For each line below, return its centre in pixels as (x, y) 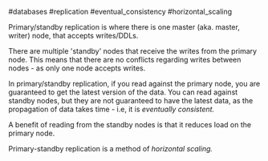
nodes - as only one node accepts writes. (77, 68)
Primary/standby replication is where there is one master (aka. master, (124, 27)
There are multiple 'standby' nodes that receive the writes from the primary (133, 51)
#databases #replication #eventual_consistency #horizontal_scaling (120, 12)
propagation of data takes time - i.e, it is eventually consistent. (112, 109)
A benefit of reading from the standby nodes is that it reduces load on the (130, 125)
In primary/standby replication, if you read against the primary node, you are (134, 84)
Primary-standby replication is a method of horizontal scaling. (111, 149)
